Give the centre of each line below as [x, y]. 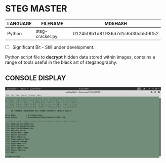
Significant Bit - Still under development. [53, 47]
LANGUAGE [20, 24]
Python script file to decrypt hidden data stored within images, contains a [80, 57]
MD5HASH [116, 24]
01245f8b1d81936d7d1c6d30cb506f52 [116, 34]
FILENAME [52, 24]
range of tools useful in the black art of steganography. [61, 62]
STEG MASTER [36, 9]
